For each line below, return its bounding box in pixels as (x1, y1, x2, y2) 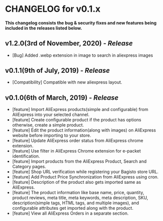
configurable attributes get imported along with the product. (12, 205, 134, 211)
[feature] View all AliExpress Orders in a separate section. (12, 210, 129, 216)
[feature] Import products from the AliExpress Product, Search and (12, 158, 147, 164)
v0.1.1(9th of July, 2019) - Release (5, 66, 110, 74)
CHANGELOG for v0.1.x (5, 3, 101, 15)
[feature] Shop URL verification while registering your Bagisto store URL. (12, 169, 159, 175)
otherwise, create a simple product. (12, 122, 84, 128)
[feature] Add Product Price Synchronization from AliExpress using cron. (12, 174, 159, 180)
